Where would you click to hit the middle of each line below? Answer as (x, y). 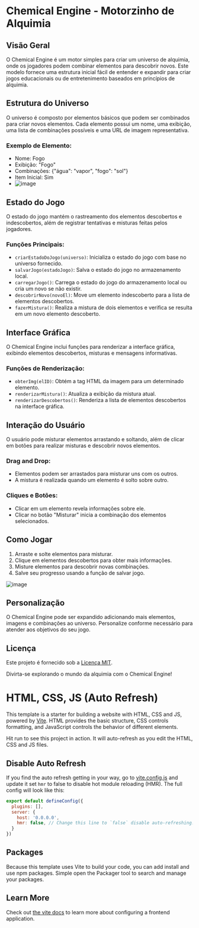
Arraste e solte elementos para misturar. (64, 554)
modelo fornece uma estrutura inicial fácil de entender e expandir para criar (99, 72)
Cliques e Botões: (32, 496)
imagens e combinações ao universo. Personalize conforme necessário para (99, 624)
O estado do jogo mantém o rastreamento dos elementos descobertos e (94, 216)
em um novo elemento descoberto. (57, 314)
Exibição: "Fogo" (35, 165)
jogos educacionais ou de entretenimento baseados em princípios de (91, 78)
